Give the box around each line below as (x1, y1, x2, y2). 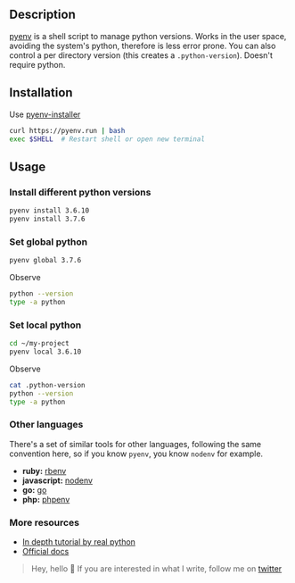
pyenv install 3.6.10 (9, 206, 90, 215)
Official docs (21, 546, 70, 556)
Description (9, 7, 76, 22)
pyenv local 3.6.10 (9, 347, 82, 356)
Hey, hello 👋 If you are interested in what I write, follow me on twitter (30, 563, 283, 574)
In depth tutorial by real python (21, 537, 136, 547)
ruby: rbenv (21, 465, 67, 476)
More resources (9, 516, 80, 529)
